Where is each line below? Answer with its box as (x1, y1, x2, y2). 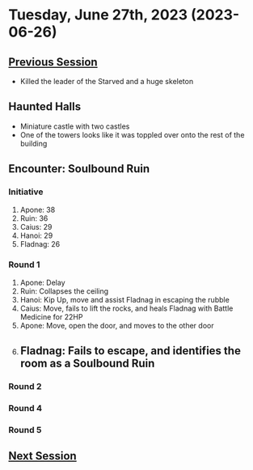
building (19, 138, 48, 148)
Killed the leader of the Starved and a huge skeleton (19, 77, 194, 86)
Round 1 (8, 259, 40, 270)
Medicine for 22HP (19, 311, 83, 321)
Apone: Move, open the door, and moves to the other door (19, 320, 214, 330)
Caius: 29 (19, 222, 53, 231)
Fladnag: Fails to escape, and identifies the (19, 344, 241, 358)
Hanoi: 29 (19, 231, 53, 240)
